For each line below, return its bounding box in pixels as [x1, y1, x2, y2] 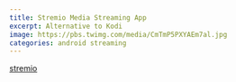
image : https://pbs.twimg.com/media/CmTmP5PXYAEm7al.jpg [9, 30, 228, 39]
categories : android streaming [9, 38, 127, 48]
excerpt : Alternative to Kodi [9, 22, 123, 31]
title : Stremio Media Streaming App [9, 13, 147, 23]
